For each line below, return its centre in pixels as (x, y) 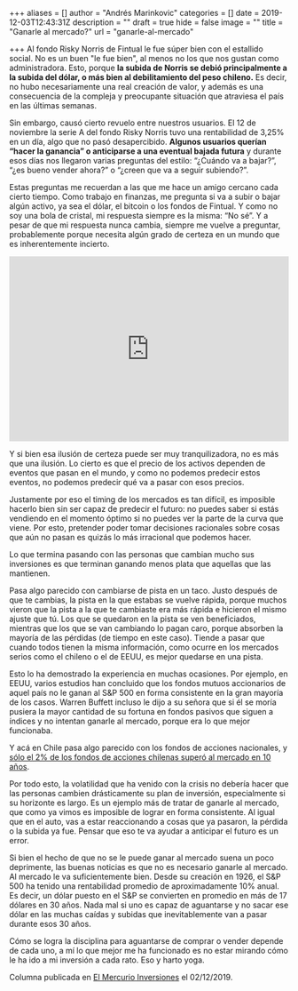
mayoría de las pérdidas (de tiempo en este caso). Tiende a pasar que (137, 637)
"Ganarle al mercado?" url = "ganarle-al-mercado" (102, 32)
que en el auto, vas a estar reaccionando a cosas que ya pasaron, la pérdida (149, 821)
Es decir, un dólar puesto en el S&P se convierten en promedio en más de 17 (148, 895)
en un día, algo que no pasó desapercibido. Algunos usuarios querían (138, 142)
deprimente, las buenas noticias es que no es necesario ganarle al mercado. (149, 867)
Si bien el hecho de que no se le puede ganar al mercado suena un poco (142, 858)
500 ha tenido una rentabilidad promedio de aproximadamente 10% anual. (144, 886)
